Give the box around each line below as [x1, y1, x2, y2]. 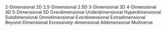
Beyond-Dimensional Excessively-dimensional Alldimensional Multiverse [5, 19, 153, 25]
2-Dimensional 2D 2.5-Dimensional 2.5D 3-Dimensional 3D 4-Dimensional [5, 4, 157, 10]
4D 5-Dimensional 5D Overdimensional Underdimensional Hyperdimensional [5, 9, 162, 15]
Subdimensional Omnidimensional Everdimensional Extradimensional [5, 15, 146, 20]
